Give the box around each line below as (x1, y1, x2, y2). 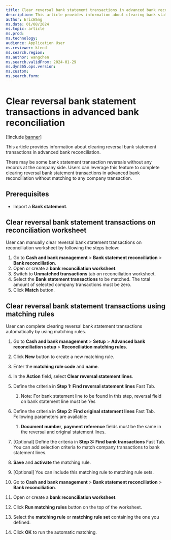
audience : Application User (6, 41, 65, 46)
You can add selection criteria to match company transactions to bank (13, 444, 160, 450)
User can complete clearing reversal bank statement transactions (6, 323, 143, 329)
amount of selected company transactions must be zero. (13, 281, 131, 288)
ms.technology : (6, 36, 38, 41)
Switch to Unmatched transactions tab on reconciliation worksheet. (13, 271, 156, 277)
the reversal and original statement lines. (20, 429, 106, 435)
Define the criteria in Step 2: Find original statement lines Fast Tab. (13, 408, 155, 415)
